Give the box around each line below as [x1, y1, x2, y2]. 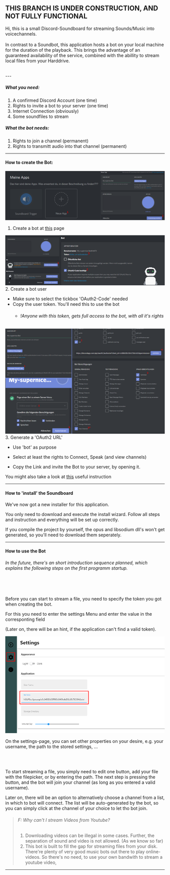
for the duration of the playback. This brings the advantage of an [5, 47, 140, 53]
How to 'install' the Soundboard [5, 490, 73, 496]
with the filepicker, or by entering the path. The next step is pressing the [5, 774, 156, 780]
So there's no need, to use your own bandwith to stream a [41, 854, 163, 860]
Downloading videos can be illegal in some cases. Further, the [25, 832, 155, 839]
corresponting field [5, 616, 46, 622]
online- [146, 849, 161, 855]
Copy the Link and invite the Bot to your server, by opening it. [12, 464, 141, 470]
